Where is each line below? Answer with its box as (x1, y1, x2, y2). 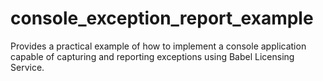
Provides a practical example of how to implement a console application (10, 40, 307, 52)
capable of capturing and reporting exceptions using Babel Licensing (10, 50, 295, 62)
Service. (10, 61, 45, 73)
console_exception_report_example (10, 7, 314, 30)
